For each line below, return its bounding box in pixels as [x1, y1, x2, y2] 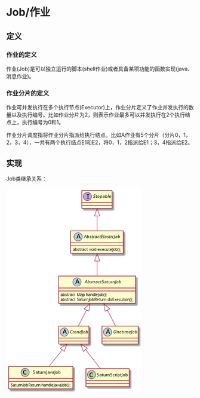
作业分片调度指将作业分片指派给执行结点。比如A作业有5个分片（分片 [6, 131, 175, 139]
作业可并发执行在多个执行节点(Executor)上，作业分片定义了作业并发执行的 [6, 104, 189, 111]
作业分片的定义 [6, 89, 50, 97]
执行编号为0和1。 [21, 119, 64, 126]
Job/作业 [6, 5, 51, 19]
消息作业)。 [6, 72, 35, 79]
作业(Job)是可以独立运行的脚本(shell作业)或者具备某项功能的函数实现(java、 [6, 65, 193, 72]
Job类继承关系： [6, 174, 47, 182]
